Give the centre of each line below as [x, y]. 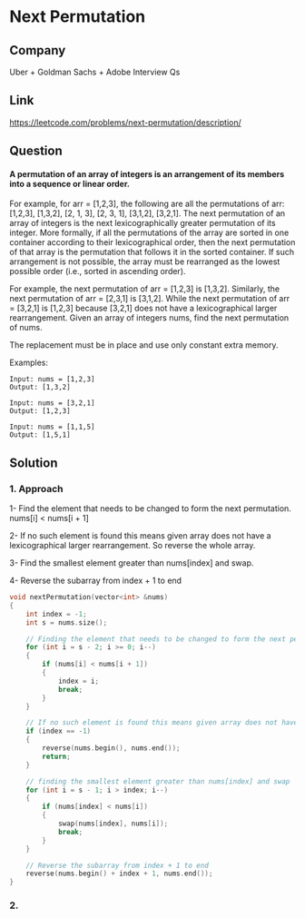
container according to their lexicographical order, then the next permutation [152, 242]
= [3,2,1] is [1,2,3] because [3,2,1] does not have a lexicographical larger [143, 308]
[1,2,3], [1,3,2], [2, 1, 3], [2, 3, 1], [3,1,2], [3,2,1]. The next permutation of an [148, 213]
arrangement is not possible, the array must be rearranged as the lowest [145, 262]
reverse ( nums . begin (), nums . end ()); [111, 748]
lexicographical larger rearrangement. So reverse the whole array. [133, 546]
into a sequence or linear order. [69, 183]
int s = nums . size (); [66, 622]
